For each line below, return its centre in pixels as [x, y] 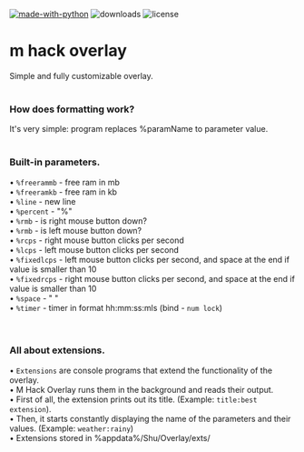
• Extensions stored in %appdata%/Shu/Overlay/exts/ [110, 437]
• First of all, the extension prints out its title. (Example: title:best [133, 399]
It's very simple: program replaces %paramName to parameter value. [139, 129]
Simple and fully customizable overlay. [81, 75]
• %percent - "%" [41, 211]
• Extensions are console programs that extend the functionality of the [141, 370]
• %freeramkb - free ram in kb [64, 192]
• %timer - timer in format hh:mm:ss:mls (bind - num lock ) [116, 307]
